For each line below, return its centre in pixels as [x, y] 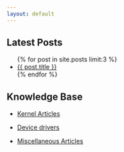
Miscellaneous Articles [50, 141]
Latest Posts [35, 43]
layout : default [30, 14]
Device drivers [38, 127]
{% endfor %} [37, 74]
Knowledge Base [45, 97]
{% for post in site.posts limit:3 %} [67, 59]
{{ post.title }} [37, 67]
